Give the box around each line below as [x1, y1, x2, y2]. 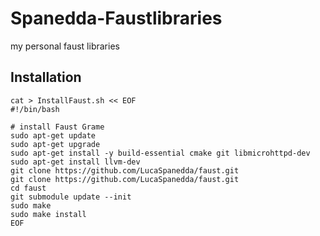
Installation [10, 69, 82, 86]
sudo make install [10, 209, 87, 219]
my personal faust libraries [10, 40, 120, 52]
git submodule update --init [10, 192, 132, 202]
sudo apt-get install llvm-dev [10, 157, 141, 167]
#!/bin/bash [10, 104, 60, 114]
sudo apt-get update [10, 130, 97, 141]
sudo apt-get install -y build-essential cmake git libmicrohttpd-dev [10, 148, 311, 158]
